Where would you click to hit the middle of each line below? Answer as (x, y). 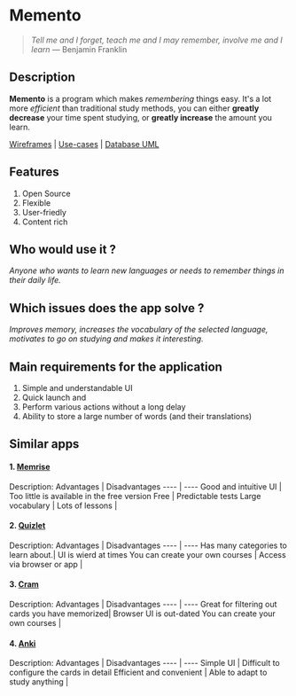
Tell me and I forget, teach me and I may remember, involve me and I (157, 40)
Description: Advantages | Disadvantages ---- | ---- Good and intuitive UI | (145, 486)
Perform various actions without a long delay (104, 407)
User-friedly (44, 212)
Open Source (46, 193)
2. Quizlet (27, 526)
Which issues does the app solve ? (107, 308)
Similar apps (44, 444)
